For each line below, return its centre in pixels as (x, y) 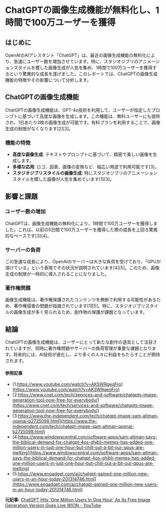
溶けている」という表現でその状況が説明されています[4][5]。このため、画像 (82, 268)
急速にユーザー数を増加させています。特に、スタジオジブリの (76, 61)
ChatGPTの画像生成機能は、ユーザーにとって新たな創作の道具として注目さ (81, 342)
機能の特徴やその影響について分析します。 (48, 80)
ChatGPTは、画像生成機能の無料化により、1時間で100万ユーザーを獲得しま (82, 223)
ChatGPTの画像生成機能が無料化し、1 (82, 10)
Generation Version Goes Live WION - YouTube (53, 506)
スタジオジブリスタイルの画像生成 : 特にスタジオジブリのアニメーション (85, 173)
